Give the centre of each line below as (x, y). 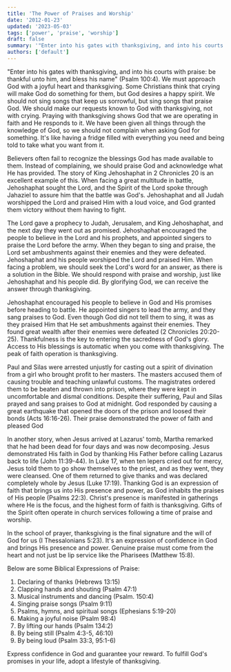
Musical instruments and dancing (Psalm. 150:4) (85, 596)
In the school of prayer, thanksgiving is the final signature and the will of (109, 533)
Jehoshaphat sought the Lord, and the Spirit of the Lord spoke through (108, 188)
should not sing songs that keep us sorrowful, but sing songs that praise (110, 101)
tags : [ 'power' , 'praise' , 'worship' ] (63, 33)
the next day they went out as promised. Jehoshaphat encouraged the (107, 230)
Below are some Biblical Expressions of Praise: (73, 568)
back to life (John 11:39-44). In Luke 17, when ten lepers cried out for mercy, (115, 461)
